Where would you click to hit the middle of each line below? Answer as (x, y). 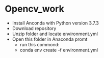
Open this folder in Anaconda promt (50, 39)
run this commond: (40, 44)
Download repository (34, 28)
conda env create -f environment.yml (59, 50)
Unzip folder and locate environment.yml (55, 34)
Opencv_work (34, 9)
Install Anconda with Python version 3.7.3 (55, 23)
